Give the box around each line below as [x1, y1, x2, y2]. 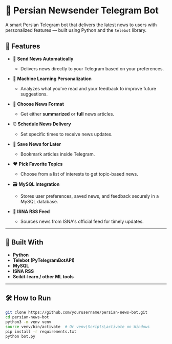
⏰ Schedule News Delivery [12, 121, 71, 127]
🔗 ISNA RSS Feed [12, 208, 50, 215]
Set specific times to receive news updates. [20, 131, 113, 137]
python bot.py [5, 334, 36, 339]
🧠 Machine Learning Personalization [12, 75, 92, 82]
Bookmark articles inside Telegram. [20, 151, 95, 157]
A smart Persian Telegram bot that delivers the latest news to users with [5, 22, 157, 28]
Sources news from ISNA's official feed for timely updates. [20, 218, 144, 224]
